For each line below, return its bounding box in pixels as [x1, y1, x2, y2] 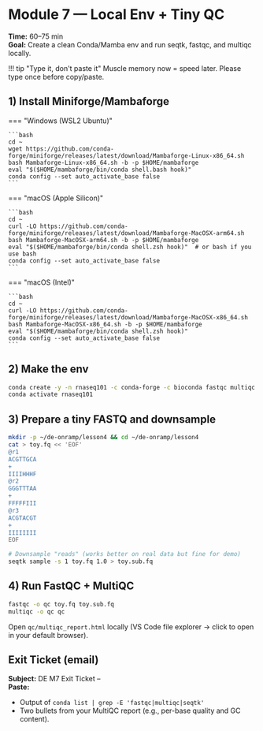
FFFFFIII [8, 499, 37, 507]
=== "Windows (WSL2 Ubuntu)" [8, 116, 113, 125]
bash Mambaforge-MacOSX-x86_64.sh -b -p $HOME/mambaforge [8, 320, 202, 328]
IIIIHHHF [8, 470, 37, 478]
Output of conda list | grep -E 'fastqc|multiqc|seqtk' [19, 698, 205, 707]
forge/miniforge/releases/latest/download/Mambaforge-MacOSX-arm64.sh [8, 229, 245, 237]
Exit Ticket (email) [8, 653, 99, 666]
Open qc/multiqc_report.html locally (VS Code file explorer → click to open [8, 621, 254, 632]
